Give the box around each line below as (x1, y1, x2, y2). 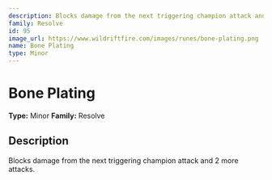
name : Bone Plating (8, 42, 74, 50)
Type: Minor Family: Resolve (8, 111, 105, 120)
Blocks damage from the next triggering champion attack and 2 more (8, 155, 239, 165)
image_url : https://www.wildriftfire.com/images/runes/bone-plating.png (8, 34, 259, 43)
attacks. (8, 164, 36, 174)
